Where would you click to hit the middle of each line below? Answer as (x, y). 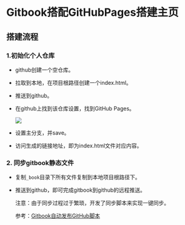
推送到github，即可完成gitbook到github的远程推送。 (80, 190)
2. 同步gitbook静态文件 (40, 163)
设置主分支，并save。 (42, 133)
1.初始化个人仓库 (31, 55)
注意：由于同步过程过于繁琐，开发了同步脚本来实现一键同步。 (92, 203)
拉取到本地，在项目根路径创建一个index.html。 (73, 82)
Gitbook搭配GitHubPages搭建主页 (92, 12)
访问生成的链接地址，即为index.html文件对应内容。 (79, 146)
